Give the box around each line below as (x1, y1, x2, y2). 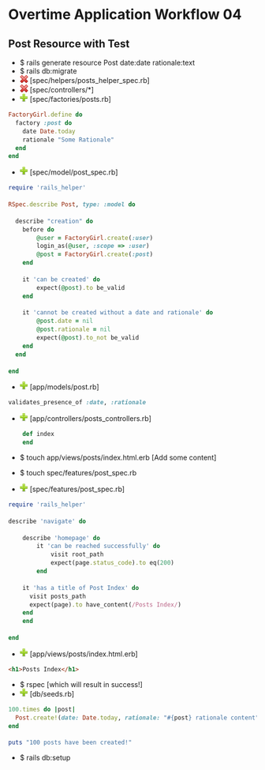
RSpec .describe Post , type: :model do (8, 201, 136, 208)
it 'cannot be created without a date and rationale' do (22, 309, 214, 317)
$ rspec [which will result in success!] (19, 679, 144, 689)
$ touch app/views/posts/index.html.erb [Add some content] (19, 453, 217, 462)
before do (22, 225, 55, 234)
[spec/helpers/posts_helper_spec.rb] (29, 76, 150, 85)
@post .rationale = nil (36, 325, 111, 333)
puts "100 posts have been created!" (8, 738, 132, 747)
